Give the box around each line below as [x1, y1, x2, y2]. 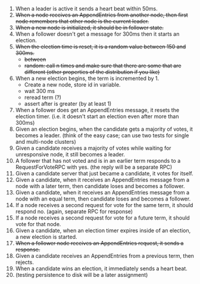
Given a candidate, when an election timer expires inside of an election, [15, 227, 191, 234]
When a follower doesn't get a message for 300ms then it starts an [15, 30, 180, 38]
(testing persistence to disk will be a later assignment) [15, 271, 148, 278]
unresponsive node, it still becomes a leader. [15, 151, 126, 158]
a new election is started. [15, 233, 77, 240]
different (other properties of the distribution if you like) [24, 69, 160, 75]
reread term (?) [24, 94, 62, 101]
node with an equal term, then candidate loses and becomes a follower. [15, 195, 191, 202]
